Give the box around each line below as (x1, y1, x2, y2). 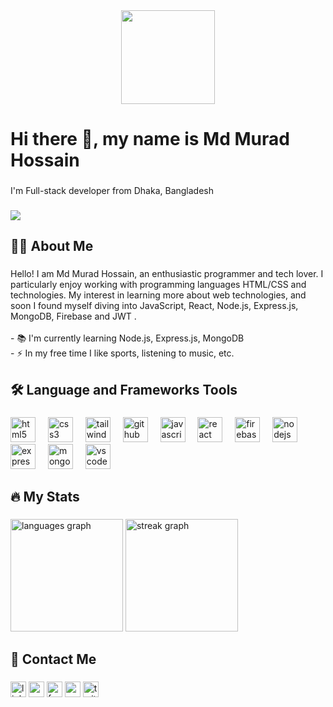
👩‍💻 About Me (10, 238, 94, 255)
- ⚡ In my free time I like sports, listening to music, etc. (10, 347, 235, 359)
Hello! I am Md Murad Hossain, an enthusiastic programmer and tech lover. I (10, 268, 324, 280)
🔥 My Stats (10, 489, 80, 506)
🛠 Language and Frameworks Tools (10, 381, 238, 398)
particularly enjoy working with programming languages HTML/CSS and (10, 279, 307, 291)
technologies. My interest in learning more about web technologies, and (10, 289, 307, 301)
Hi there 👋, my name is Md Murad (10, 128, 290, 151)
